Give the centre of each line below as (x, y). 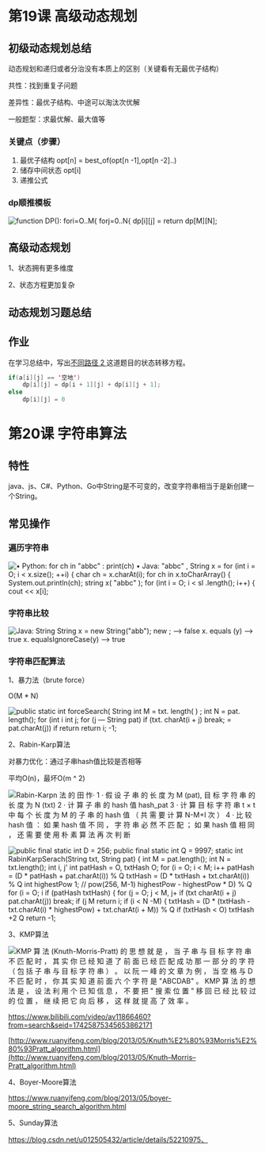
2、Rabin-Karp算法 (40, 745)
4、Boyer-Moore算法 (42, 1082)
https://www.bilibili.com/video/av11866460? (80, 1017)
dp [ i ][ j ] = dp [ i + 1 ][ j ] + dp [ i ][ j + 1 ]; (92, 385)
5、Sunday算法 (33, 1123)
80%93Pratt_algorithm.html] (54, 1049)
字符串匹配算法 (37, 662)
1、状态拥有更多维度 (41, 268)
